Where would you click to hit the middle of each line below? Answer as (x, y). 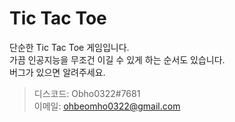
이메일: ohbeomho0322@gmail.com (107, 106)
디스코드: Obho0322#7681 (87, 93)
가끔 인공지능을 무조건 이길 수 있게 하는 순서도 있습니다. (117, 59)
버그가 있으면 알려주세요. (57, 72)
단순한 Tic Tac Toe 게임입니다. (69, 47)
